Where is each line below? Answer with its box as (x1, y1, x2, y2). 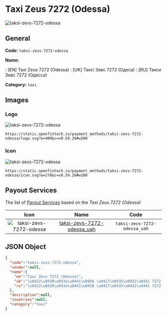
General (5, 34, 31, 43)
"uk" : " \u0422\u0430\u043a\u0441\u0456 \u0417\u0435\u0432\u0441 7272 (14, 279, 162, 284)
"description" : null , (9, 293, 52, 298)
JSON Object (5, 242, 46, 251)
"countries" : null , (9, 297, 48, 302)
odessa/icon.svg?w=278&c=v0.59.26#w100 (5, 173, 88, 178)
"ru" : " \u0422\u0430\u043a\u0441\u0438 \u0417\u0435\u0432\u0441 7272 (14, 283, 162, 288)
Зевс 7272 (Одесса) (5, 72, 47, 78)
